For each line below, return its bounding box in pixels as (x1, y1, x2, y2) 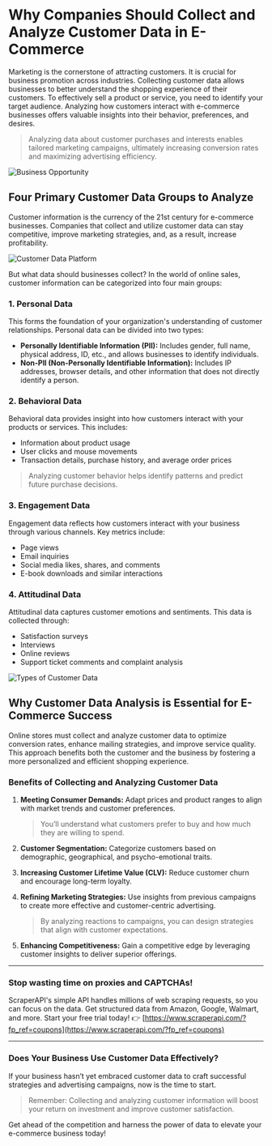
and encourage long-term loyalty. (19, 876, 132, 886)
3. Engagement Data (8, 500, 91, 511)
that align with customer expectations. (40, 925, 168, 935)
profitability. (8, 237, 49, 248)
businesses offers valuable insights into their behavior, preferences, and (8, 109, 249, 119)
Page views (19, 543, 59, 552)
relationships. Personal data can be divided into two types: (8, 326, 204, 335)
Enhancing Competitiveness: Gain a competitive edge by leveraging (19, 941, 251, 951)
